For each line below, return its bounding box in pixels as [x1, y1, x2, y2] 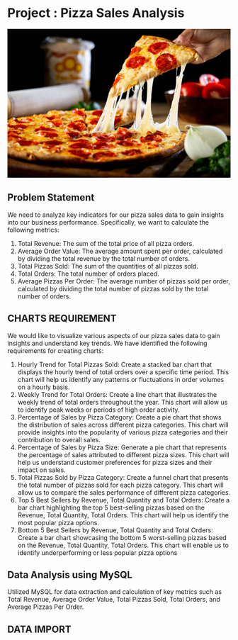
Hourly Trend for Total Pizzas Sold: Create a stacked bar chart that [17, 360, 212, 369]
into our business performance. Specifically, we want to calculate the [7, 218, 209, 226]
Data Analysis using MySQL [7, 568, 133, 580]
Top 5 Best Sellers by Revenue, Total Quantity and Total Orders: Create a [17, 495, 230, 504]
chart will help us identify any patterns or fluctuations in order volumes [17, 375, 225, 383]
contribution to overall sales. [17, 435, 101, 444]
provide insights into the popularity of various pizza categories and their [17, 427, 228, 437]
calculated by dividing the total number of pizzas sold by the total [17, 284, 209, 293]
